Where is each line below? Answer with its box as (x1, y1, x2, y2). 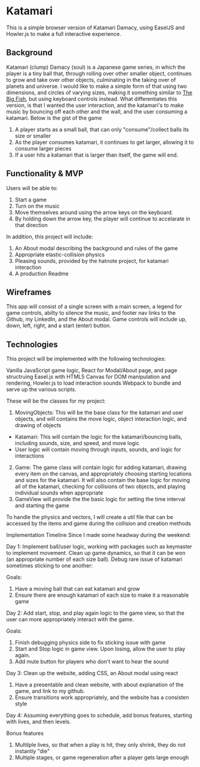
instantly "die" (14, 748, 50, 755)
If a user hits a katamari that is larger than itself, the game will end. (14, 151, 179, 158)
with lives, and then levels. (6, 718, 72, 725)
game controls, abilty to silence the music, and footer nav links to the (6, 309, 176, 317)
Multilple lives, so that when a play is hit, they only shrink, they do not (14, 741, 186, 748)
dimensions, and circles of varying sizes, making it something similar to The (6, 88, 193, 96)
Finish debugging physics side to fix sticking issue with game (14, 639, 166, 646)
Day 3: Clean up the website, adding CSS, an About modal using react (6, 670, 179, 677)
